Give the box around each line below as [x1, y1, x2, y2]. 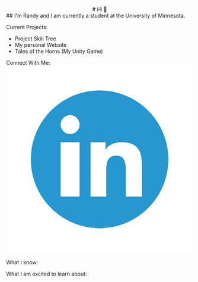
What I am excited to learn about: [6, 270, 87, 277]
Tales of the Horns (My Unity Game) [14, 47, 103, 55]
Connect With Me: [6, 59, 50, 66]
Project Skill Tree [14, 35, 56, 42]
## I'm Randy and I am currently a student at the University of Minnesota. [6, 12, 186, 19]
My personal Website [14, 42, 67, 48]
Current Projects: [6, 24, 48, 30]
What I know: [6, 259, 39, 266]
